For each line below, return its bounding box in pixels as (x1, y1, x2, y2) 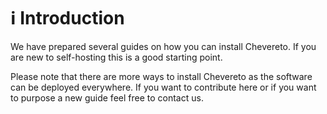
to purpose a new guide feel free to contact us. (10, 91, 204, 104)
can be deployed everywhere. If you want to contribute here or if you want (10, 81, 317, 93)
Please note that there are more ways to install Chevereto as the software (10, 70, 313, 82)
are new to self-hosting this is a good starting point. (10, 51, 223, 63)
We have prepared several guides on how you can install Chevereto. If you (10, 40, 317, 52)
